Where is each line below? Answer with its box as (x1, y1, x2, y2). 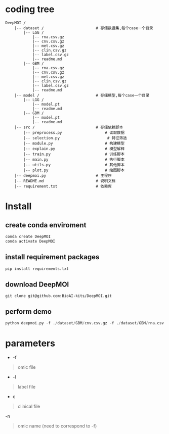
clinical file (17, 403, 40, 409)
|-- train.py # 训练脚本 (23, 152, 125, 157)
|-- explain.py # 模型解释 (23, 146, 125, 151)
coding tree (5, 4, 55, 15)
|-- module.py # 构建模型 (23, 140, 125, 146)
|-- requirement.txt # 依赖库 (14, 183, 112, 189)
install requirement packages (5, 253, 100, 261)
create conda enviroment (5, 221, 87, 229)
